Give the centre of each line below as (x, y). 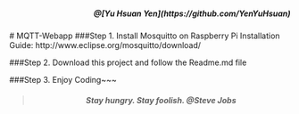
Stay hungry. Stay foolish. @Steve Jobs (161, 100)
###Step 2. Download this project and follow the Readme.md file (128, 62)
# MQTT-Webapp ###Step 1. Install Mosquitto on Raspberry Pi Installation (145, 36)
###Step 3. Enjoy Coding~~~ (63, 79)
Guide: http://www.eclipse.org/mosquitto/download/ (105, 45)
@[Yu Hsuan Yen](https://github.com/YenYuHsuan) (192, 13)
